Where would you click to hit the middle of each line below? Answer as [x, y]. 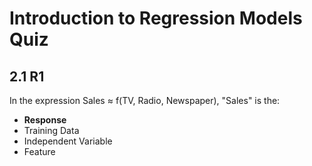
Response [45, 120]
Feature [39, 151]
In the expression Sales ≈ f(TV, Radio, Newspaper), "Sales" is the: [145, 100]
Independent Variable [68, 141]
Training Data [51, 130]
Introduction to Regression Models [156, 18]
